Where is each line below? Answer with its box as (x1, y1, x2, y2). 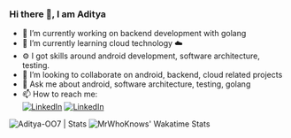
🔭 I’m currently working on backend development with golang (21, 28, 247, 39)
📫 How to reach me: (21, 88, 98, 100)
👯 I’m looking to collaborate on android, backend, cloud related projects (21, 70, 283, 80)
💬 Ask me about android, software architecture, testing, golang (21, 79, 251, 89)
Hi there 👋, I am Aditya (9, 8, 106, 20)
